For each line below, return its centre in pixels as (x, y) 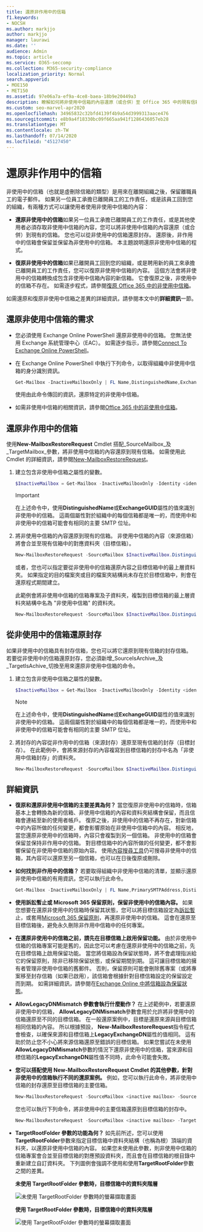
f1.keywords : (23, 18)
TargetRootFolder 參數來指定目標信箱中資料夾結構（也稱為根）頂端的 (101, 1140)
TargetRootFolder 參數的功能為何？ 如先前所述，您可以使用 (89, 1133)
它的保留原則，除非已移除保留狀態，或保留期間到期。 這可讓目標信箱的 (103, 961)
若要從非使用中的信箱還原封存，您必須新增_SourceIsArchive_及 (85, 658)
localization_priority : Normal (46, 74)
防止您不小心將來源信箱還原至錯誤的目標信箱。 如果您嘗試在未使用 (108, 1042)
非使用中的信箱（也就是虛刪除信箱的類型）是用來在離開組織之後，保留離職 (99, 191)
